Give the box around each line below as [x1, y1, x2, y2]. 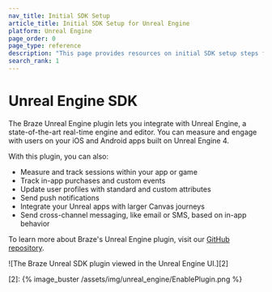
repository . [8, 243, 45, 252]
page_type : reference [8, 42, 82, 50]
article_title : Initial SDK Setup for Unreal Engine [8, 19, 190, 28]
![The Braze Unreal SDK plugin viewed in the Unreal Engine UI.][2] [8, 258, 229, 268]
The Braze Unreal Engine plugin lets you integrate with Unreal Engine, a [8, 118, 247, 128]
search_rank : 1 [8, 57, 60, 66]
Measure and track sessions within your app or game [19, 167, 198, 176]
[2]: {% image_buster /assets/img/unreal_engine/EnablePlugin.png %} [8, 274, 243, 284]
